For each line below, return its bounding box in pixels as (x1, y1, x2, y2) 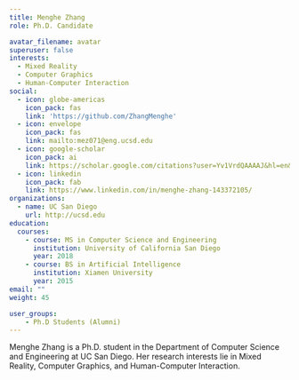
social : (9, 86, 38, 96)
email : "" (9, 285, 46, 294)
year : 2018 (32, 252, 74, 261)
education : (9, 218, 50, 227)
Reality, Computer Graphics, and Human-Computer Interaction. (9, 360, 240, 371)
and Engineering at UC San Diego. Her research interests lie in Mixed (9, 352, 263, 362)
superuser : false (9, 45, 74, 54)
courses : (17, 227, 50, 236)
